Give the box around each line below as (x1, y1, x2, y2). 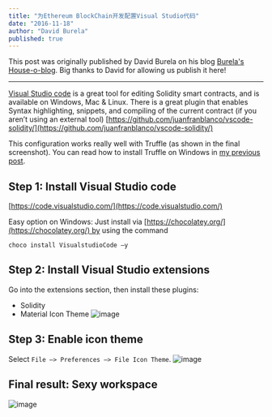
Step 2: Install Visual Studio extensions (8, 263, 210, 277)
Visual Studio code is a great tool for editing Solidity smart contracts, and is (8, 88, 260, 98)
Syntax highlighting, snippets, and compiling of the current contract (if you (8, 106, 257, 116)
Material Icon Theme (19, 309, 90, 319)
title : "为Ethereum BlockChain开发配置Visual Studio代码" (8, 11, 200, 20)
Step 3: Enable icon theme (8, 333, 143, 346)
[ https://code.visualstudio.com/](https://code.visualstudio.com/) (8, 201, 223, 211)
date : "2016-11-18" (8, 19, 74, 28)
